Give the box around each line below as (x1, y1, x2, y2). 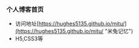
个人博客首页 (6, 5, 44, 13)
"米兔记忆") (104, 28, 134, 35)
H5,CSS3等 (15, 35, 44, 43)
